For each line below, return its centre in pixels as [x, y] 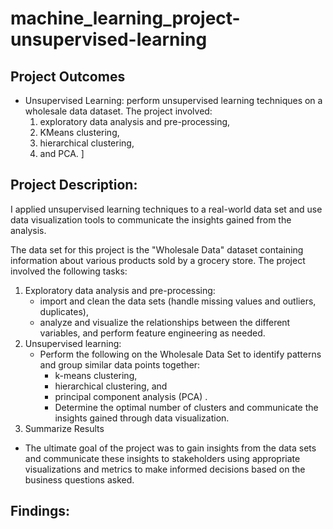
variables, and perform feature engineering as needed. [152, 333]
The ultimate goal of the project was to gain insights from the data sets [170, 448]
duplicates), [64, 311]
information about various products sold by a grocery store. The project [158, 260]
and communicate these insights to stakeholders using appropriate [162, 458]
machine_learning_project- [125, 18]
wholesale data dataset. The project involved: [118, 111]
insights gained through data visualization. [142, 418]
